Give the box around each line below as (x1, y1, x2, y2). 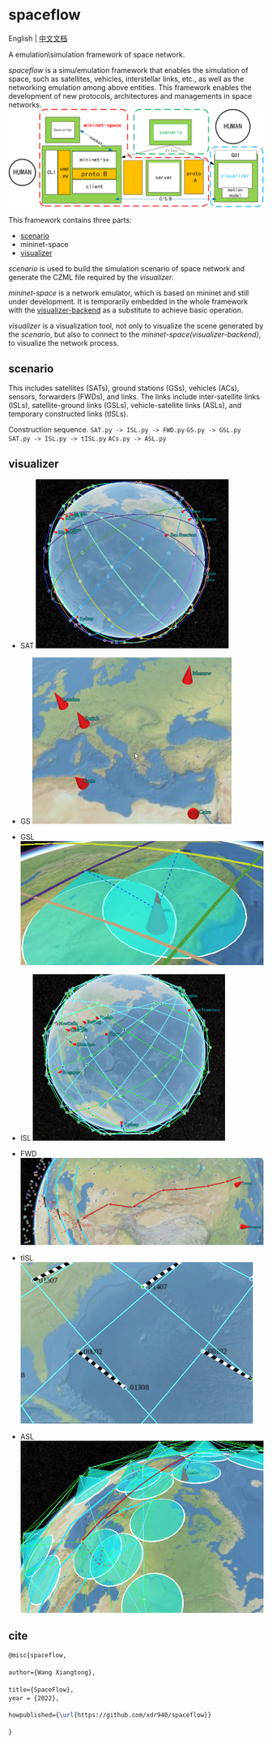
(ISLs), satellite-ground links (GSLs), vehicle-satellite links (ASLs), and (8, 401, 242, 410)
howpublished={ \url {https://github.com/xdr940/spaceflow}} (8, 1711, 212, 1720)
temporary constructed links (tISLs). (8, 409, 129, 419)
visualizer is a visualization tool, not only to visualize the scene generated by (8, 321, 264, 331)
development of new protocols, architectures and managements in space (8, 91, 253, 100)
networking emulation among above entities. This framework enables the (8, 83, 253, 92)
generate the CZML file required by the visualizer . (8, 273, 174, 283)
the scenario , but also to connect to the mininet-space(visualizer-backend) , (8, 330, 261, 339)
